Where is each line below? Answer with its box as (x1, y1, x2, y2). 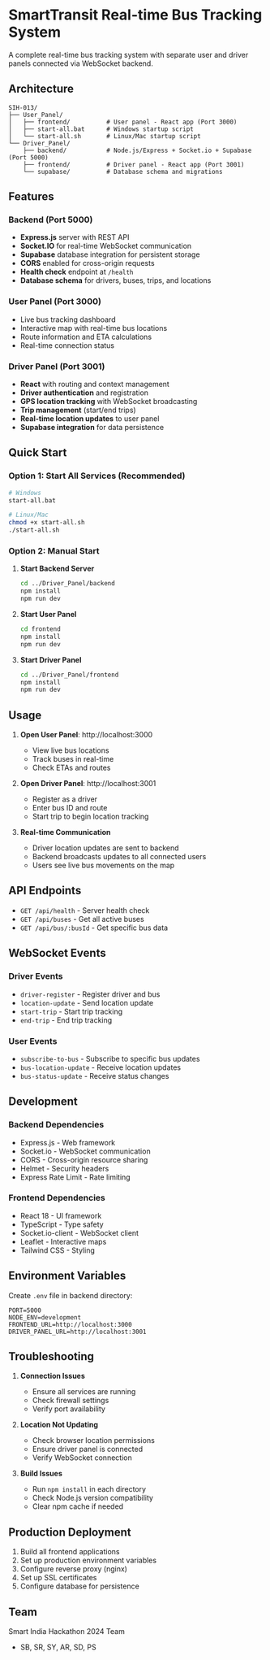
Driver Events (8, 971, 63, 982)
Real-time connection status (19, 340, 115, 350)
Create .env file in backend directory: (8, 1290, 133, 1300)
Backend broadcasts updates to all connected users (32, 852, 207, 862)
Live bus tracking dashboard (19, 315, 116, 324)
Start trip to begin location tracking (32, 811, 149, 822)
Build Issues (19, 1469, 63, 1479)
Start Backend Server (19, 563, 95, 574)
